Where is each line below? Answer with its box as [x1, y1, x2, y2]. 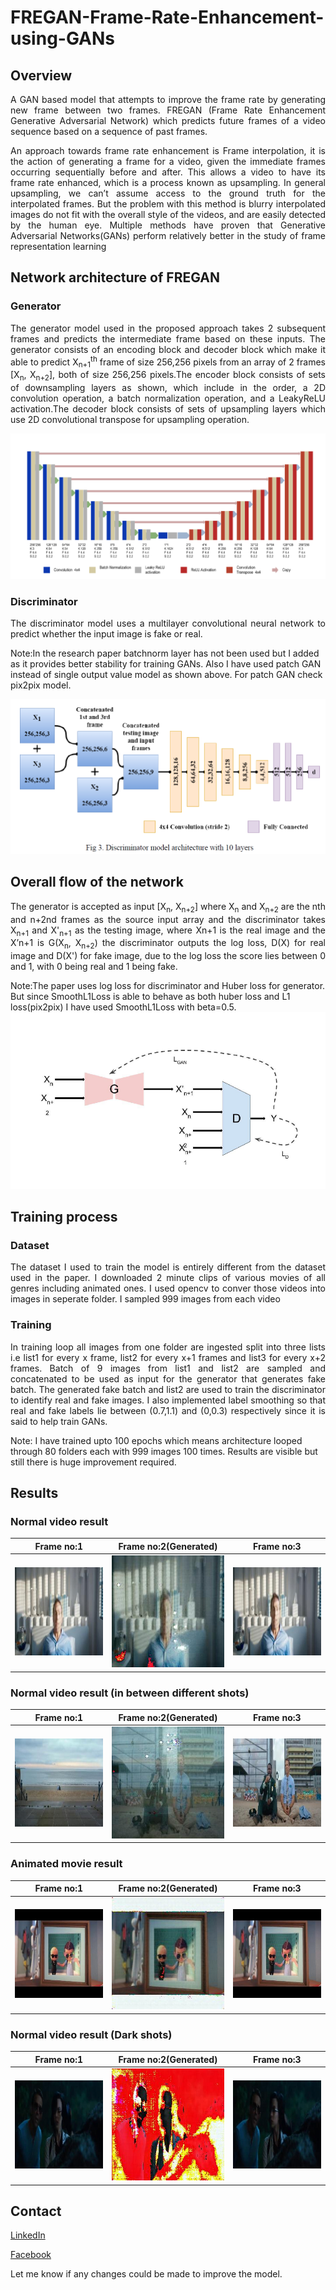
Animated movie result [10, 1857, 123, 1871]
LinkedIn [10, 2229, 46, 2241]
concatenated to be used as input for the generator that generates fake [10, 1372, 326, 1385]
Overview [10, 67, 73, 84]
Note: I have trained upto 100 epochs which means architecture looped [10, 1434, 303, 1446]
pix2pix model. [10, 679, 72, 691]
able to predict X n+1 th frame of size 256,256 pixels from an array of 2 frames [10, 354, 326, 370]
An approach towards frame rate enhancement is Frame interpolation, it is [10, 145, 326, 156]
